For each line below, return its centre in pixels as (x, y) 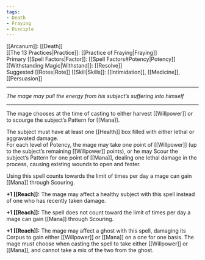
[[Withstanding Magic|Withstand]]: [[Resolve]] (64, 66)
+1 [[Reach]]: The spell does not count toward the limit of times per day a (99, 213)
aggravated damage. (33, 138)
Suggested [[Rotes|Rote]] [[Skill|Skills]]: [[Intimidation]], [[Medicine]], (93, 72)
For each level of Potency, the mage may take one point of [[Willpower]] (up (102, 145)
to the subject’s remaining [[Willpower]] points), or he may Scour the (92, 151)
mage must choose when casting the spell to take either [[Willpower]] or (97, 244)
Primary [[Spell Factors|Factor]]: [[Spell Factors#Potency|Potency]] (91, 59)
